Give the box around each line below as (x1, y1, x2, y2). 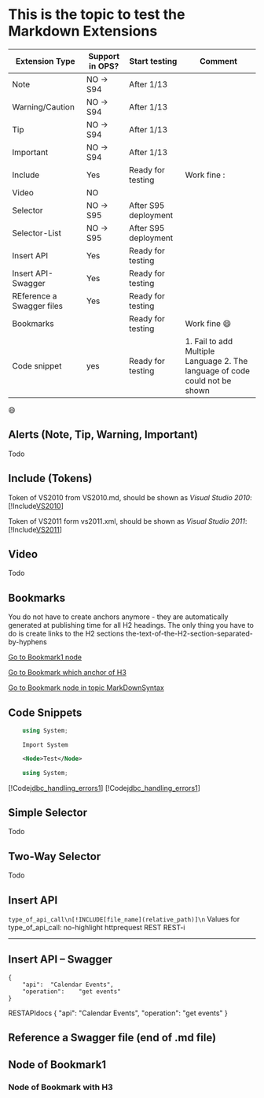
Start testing (129, 55, 178, 66)
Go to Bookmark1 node (8, 652, 82, 662)
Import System (22, 740, 68, 749)
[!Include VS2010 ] (8, 501, 64, 510)
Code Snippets (8, 706, 82, 719)
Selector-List (12, 227, 61, 238)
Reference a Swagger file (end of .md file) (8, 1031, 217, 1044)
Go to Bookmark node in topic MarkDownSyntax (8, 683, 165, 692)
